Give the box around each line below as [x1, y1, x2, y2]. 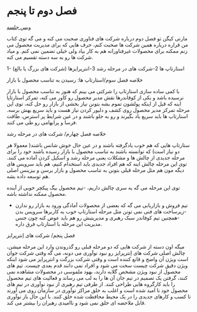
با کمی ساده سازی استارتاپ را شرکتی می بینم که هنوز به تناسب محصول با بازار [6, 87, 180, 94]
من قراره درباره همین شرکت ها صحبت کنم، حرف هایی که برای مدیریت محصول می [6, 41, 188, 48]
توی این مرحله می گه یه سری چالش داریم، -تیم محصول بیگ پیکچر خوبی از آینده [6, 184, 181, 191]
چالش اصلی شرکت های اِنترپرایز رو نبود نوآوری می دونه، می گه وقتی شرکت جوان [6, 249, 185, 256]
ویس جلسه [6, 23, 31, 30]
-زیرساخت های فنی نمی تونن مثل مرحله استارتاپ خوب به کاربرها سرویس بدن [15, 208, 187, 215]
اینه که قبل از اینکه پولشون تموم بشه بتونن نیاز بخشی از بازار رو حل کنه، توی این [6, 100, 181, 107]
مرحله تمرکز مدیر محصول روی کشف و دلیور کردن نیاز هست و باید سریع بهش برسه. [6, 106, 190, 113]
